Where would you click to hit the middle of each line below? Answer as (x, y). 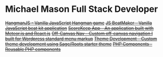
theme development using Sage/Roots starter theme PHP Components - (79, 44)
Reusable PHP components (33, 49)
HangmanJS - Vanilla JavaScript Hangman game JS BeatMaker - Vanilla (79, 23)
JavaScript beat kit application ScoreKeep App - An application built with (80, 28)
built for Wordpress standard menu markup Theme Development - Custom (81, 39)
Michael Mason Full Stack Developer (81, 9)
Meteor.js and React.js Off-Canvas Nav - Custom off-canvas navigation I (79, 33)
